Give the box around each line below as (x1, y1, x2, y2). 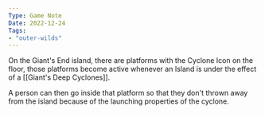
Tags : (8, 26, 26, 34)
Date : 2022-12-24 (8, 19, 66, 27)
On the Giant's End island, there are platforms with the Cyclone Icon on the (8, 56, 254, 65)
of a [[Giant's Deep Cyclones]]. (8, 73, 111, 82)
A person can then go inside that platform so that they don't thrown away (8, 88, 248, 98)
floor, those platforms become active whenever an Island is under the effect (8, 65, 257, 74)
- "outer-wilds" (8, 33, 62, 42)
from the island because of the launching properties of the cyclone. (8, 96, 229, 106)
